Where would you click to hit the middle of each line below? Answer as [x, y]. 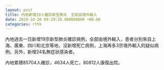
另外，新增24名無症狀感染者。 [46, 52]
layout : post [19, 10]
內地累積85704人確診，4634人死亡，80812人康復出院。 [64, 63]
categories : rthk [24, 24]
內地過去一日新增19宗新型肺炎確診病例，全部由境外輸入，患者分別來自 [78, 39]
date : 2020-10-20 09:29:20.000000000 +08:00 [53, 19]
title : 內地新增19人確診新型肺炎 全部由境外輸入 [51, 15]
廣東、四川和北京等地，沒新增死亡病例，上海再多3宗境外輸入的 [80, 46]
